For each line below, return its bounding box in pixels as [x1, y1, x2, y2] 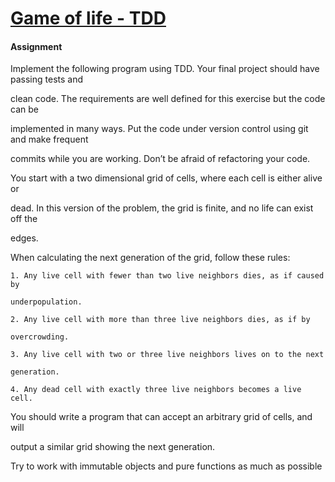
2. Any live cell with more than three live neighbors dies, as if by [10, 315, 311, 325]
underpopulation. [10, 297, 83, 307]
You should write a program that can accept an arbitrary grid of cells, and [10, 411, 313, 423]
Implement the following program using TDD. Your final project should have [10, 63, 320, 75]
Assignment [10, 40, 63, 52]
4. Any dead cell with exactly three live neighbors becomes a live [10, 385, 302, 395]
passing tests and [10, 73, 84, 86]
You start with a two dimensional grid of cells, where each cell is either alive [10, 172, 323, 184]
